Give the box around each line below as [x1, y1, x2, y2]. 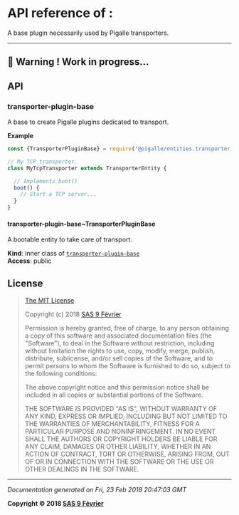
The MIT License [24, 296, 75, 305]
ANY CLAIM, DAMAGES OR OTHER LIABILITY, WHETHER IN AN [24, 442, 211, 451]
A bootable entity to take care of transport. [7, 235, 133, 244]
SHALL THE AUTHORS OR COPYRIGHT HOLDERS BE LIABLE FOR [24, 435, 218, 443]
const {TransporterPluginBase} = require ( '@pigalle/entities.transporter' [7, 145, 234, 152]
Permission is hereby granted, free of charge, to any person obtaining [24, 324, 230, 333]
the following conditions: [24, 369, 97, 378]
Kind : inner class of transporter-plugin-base [7, 249, 140, 258]
